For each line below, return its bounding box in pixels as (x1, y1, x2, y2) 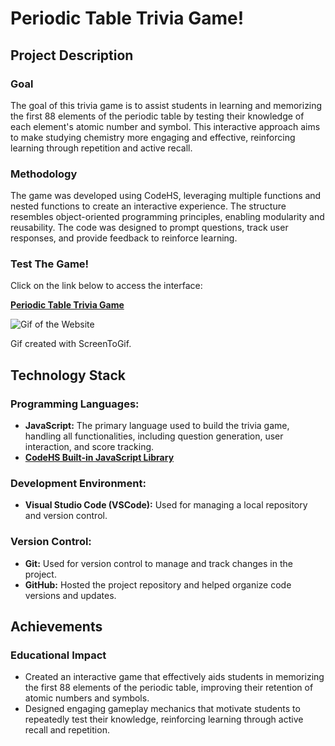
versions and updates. (24, 589, 117, 601)
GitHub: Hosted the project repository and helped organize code (24, 578, 292, 591)
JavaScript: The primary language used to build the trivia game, (24, 420, 290, 432)
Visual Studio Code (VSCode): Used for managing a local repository (24, 499, 308, 511)
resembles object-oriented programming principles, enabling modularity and (10, 211, 325, 223)
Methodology (10, 167, 78, 181)
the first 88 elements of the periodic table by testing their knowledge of (10, 110, 305, 122)
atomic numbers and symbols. (24, 692, 150, 704)
